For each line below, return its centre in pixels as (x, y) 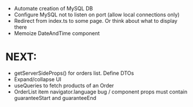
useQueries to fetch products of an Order (64, 85)
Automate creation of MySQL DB (53, 8)
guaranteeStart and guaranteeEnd (55, 98)
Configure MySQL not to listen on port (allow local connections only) (97, 15)
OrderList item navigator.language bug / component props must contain (101, 92)
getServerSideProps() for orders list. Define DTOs (74, 73)
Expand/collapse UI (38, 79)
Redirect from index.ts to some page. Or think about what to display (96, 21)
